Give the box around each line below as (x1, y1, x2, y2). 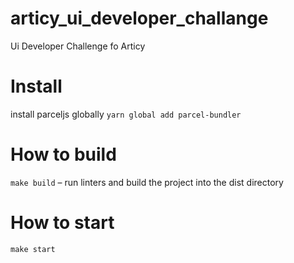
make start (10, 244, 56, 254)
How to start (10, 212, 115, 234)
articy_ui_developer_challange (10, 7, 269, 30)
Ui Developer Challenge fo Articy (10, 40, 146, 52)
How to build (10, 143, 117, 166)
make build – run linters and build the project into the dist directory (10, 176, 284, 188)
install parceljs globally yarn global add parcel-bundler (10, 108, 242, 120)
